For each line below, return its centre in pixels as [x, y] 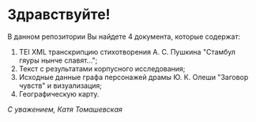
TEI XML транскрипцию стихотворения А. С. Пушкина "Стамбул [127, 51]
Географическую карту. [59, 93]
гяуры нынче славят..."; [58, 60]
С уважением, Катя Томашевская [65, 109]
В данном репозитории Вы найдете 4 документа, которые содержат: [124, 36]
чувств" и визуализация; [60, 86]
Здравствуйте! [59, 15]
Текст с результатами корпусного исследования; [102, 68]
